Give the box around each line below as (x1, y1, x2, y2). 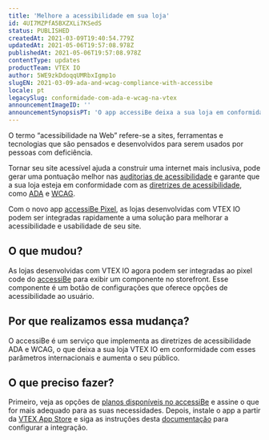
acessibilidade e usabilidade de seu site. (8, 221, 142, 231)
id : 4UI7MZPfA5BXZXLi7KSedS (8, 19, 102, 27)
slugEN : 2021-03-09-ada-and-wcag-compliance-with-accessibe (8, 79, 214, 87)
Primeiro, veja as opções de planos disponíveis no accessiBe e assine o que (8, 398, 259, 407)
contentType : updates (8, 57, 81, 65)
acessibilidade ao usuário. (8, 291, 94, 301)
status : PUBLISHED (8, 26, 70, 34)
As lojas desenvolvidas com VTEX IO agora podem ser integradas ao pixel (8, 265, 253, 275)
